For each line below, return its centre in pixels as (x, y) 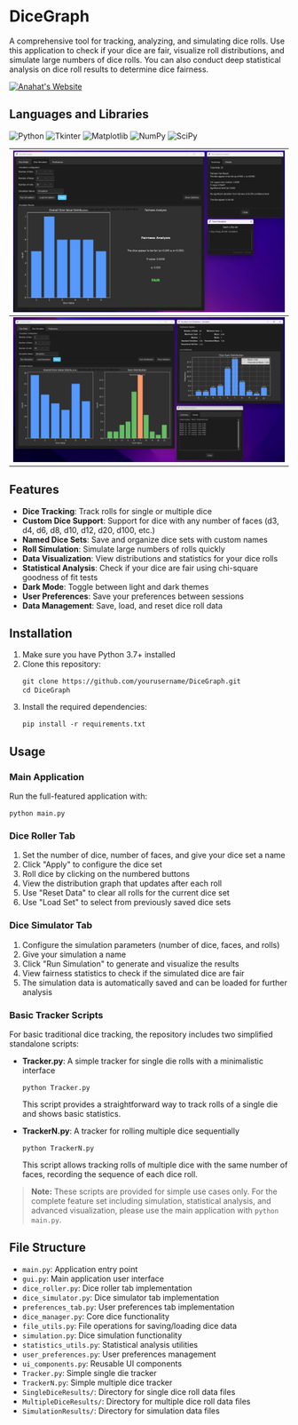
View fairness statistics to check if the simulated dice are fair (133, 973)
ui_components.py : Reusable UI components (102, 1363)
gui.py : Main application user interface (93, 1278)
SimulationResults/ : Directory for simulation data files (121, 1411)
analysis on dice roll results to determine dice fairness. (109, 69)
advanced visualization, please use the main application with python (155, 1210)
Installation (41, 633)
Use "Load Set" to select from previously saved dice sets (126, 903)
